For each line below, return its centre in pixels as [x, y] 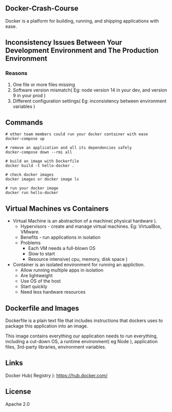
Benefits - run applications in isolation [61, 237]
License [18, 392]
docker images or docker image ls [42, 180]
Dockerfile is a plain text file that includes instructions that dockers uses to [84, 320]
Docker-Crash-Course [42, 8]
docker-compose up [25, 139]
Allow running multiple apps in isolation [62, 270]
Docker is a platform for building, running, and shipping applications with [82, 21]
